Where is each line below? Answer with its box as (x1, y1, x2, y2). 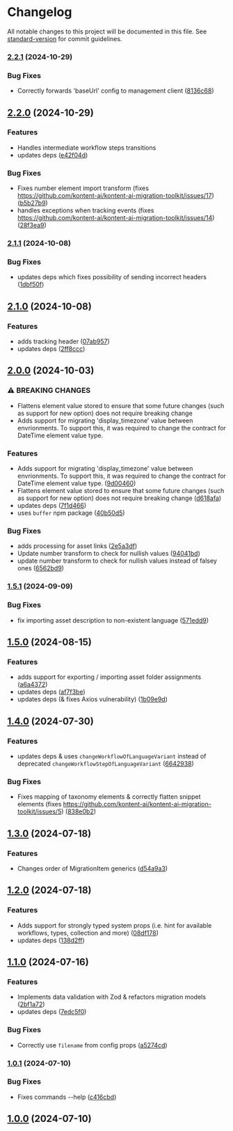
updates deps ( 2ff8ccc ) (17, 345, 86, 353)
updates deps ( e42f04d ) (17, 150, 88, 159)
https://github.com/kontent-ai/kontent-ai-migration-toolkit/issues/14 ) (17, 214, 215, 222)
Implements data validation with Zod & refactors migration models (17, 993, 207, 1001)
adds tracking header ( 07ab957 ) (17, 337, 110, 345)
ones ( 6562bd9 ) (17, 564, 65, 572)
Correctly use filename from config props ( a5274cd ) (17, 1040, 168, 1049)
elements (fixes (17, 800, 62, 809)
